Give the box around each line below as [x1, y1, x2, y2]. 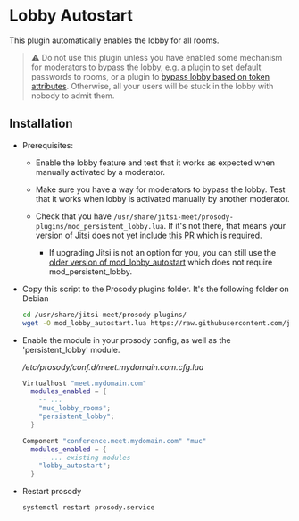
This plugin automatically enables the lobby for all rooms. [9, 35, 220, 46]
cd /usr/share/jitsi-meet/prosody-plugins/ [21, 310, 187, 319]
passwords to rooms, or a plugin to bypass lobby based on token [30, 71, 270, 81]
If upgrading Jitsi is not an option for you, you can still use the [48, 247, 277, 257]
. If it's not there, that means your [163, 220, 287, 231]
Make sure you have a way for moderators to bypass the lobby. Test [35, 184, 286, 195]
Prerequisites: [21, 139, 74, 150]
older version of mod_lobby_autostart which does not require [48, 256, 273, 267]
